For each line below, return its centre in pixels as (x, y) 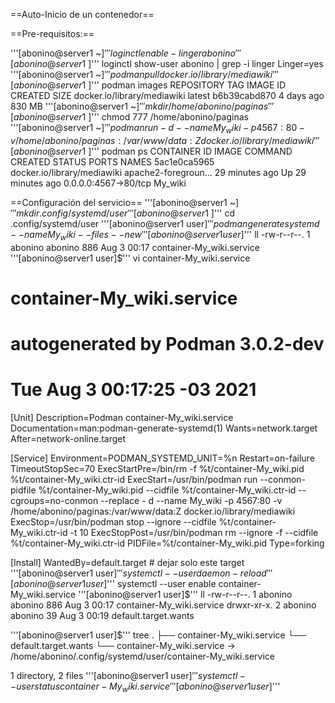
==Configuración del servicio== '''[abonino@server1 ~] (125, 202)
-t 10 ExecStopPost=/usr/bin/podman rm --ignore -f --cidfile (194, 532)
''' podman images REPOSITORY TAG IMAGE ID (189, 85)
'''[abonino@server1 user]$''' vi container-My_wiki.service (130, 258)
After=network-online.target (68, 438)
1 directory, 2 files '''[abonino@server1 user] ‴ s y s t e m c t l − (128, 675)
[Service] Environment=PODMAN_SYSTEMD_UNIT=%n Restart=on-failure (162, 458)
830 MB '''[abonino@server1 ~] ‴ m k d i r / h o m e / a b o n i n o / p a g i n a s (139, 106)
